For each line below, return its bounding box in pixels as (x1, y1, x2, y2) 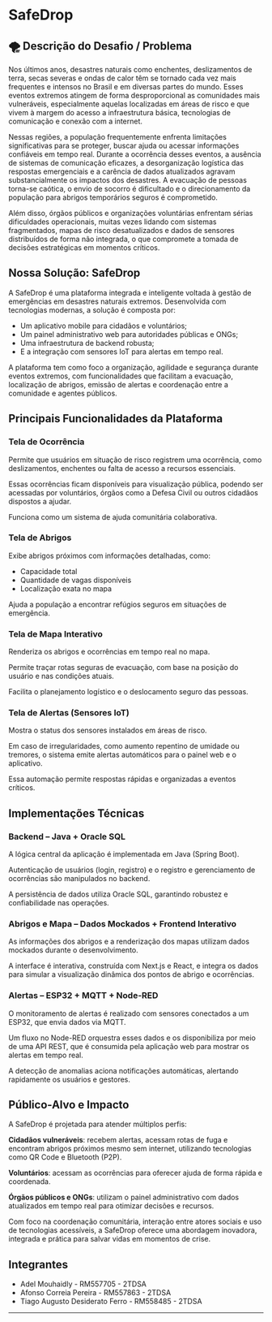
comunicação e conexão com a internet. (8, 116, 143, 126)
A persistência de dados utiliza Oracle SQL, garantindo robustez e (8, 889, 228, 899)
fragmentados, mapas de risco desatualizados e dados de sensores (8, 226, 235, 235)
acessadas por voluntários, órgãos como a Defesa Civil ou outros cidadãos (8, 487, 259, 497)
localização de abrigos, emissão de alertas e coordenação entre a (8, 379, 229, 389)
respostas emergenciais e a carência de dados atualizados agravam (8, 166, 236, 176)
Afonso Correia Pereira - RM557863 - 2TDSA (19, 1288, 172, 1298)
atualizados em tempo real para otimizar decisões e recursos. (8, 1201, 215, 1211)
